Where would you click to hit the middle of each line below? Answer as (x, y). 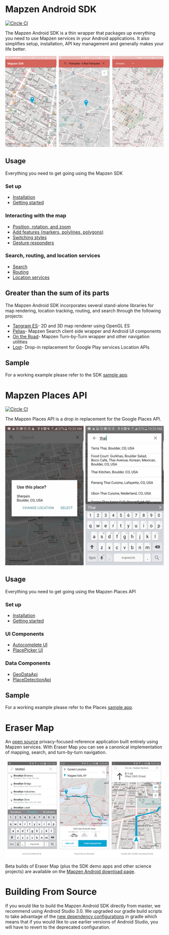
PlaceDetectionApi (32, 679)
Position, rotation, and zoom (42, 226)
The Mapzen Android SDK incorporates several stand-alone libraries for (79, 305)
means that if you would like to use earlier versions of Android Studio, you (82, 921)
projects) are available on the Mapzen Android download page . (70, 871)
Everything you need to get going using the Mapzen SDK (64, 173)
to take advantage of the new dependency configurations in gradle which (81, 916)
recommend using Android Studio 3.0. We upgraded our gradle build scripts (84, 911)
